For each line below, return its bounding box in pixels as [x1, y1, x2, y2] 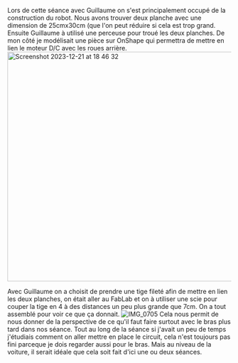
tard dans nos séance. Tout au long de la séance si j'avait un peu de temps [7, 325, 227, 333]
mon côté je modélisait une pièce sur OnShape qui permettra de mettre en [7, 36, 225, 45]
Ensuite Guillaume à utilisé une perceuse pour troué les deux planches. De [7, 28, 225, 37]
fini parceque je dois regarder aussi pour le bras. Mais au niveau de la [7, 340, 212, 348]
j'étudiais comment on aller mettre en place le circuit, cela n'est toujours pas [7, 332, 231, 341]
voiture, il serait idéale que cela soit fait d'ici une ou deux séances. [7, 348, 202, 356]
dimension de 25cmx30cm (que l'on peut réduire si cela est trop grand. [7, 21, 216, 29]
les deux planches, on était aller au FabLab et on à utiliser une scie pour [7, 295, 218, 303]
